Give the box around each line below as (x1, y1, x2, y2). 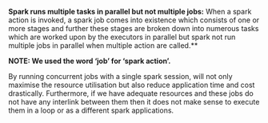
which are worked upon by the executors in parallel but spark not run (8, 32, 236, 42)
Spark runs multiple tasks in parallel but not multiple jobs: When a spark (8, 7, 252, 16)
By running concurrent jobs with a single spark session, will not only (8, 72, 234, 81)
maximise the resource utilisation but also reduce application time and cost (8, 80, 255, 89)
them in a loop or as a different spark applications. (8, 105, 174, 115)
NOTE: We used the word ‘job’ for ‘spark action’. (8, 56, 171, 65)
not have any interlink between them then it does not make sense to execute (8, 97, 260, 106)
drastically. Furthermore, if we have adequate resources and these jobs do (8, 89, 254, 98)
